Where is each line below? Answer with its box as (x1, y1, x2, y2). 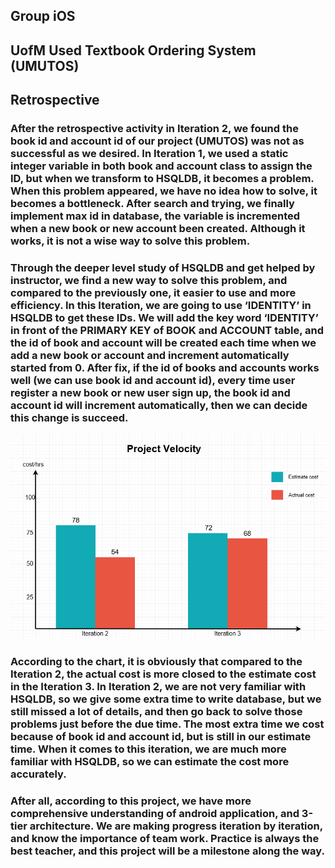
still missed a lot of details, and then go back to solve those (10, 705, 303, 719)
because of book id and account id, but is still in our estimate (10, 730, 312, 744)
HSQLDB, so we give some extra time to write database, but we (10, 692, 322, 706)
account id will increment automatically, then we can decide (10, 399, 308, 413)
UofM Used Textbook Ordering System (10, 42, 257, 59)
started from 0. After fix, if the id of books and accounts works (10, 361, 320, 375)
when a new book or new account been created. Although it (10, 222, 306, 236)
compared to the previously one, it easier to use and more (10, 286, 297, 300)
